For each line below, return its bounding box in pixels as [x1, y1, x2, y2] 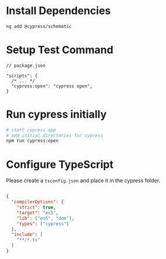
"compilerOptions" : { [11, 199, 64, 205]
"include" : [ [11, 231, 43, 238]
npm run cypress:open [6, 138, 59, 144]
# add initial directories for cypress [6, 132, 103, 138]
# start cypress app [6, 127, 57, 133]
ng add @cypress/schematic [6, 23, 72, 29]
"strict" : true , [16, 205, 57, 210]
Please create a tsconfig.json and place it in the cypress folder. [6, 177, 161, 184]
